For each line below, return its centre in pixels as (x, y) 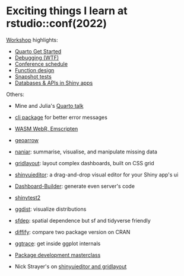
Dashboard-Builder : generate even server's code (75, 186)
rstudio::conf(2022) (57, 23)
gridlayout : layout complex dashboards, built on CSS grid (84, 163)
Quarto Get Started (38, 51)
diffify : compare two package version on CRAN (72, 232)
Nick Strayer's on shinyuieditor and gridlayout (71, 266)
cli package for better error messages (61, 117)
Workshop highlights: (32, 40)
